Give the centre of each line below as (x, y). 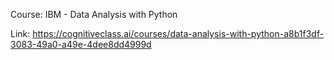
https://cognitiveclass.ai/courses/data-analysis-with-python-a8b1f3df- (178, 33)
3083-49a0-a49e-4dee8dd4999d (81, 44)
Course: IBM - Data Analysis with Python (94, 14)
